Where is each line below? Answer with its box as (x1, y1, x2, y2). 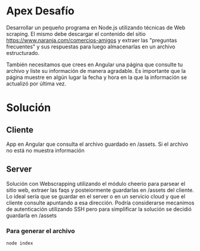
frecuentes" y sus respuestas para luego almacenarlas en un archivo (6, 43, 176, 50)
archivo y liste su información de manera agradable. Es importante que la (6, 67, 186, 74)
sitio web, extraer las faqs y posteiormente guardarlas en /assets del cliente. (6, 186, 194, 194)
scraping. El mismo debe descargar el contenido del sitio (6, 30, 146, 37)
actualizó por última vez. (6, 79, 67, 87)
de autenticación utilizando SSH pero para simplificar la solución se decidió (6, 205, 192, 213)
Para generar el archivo (6, 226, 75, 235)
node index (6, 240, 33, 246)
